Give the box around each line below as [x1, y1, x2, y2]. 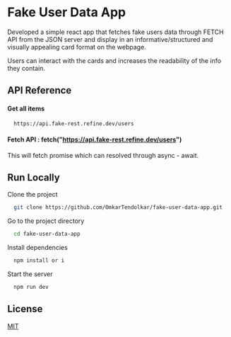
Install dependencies [7, 244, 69, 252]
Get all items [7, 104, 45, 113]
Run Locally [7, 171, 60, 183]
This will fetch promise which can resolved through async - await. [7, 151, 199, 159]
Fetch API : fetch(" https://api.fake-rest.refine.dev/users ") [7, 135, 182, 144]
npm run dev [13, 284, 49, 291]
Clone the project [7, 190, 58, 199]
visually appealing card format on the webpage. [7, 42, 146, 51]
